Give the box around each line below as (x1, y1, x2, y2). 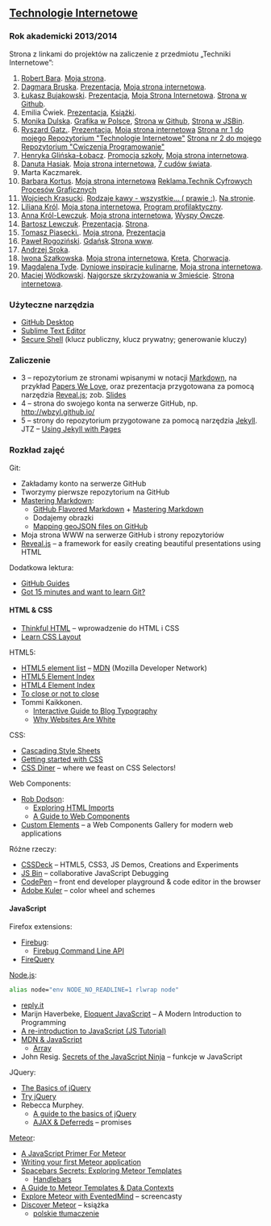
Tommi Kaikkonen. (20, 697, 83, 707)
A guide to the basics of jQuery (32, 1108, 136, 1118)
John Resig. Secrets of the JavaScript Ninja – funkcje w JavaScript (20, 1052, 243, 1061)
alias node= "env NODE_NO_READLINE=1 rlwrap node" (9, 986, 180, 994)
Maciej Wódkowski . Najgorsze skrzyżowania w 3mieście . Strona (20, 270, 235, 280)
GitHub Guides (20, 578, 70, 588)
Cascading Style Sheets (20, 745, 101, 755)
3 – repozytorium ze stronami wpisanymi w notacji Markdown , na (20, 373, 237, 382)
